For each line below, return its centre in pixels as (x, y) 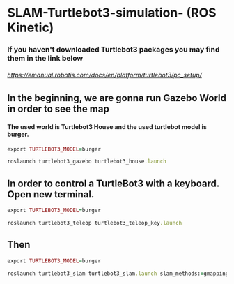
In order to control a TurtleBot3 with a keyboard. (113, 183)
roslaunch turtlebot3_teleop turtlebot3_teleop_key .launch (95, 223)
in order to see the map (58, 109)
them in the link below (45, 59)
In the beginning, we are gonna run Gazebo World (117, 98)
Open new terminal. (51, 194)
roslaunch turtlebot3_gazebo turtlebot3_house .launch (87, 162)
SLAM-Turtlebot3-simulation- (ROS (112, 13)
